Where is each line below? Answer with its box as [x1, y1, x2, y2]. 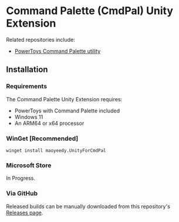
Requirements [6, 82, 48, 91]
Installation [6, 65, 48, 75]
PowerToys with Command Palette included [14, 107, 120, 114]
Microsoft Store [6, 161, 52, 169]
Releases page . [6, 209, 43, 216]
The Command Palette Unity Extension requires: [6, 95, 123, 102]
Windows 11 [14, 113, 43, 120]
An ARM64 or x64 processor [14, 120, 85, 127]
